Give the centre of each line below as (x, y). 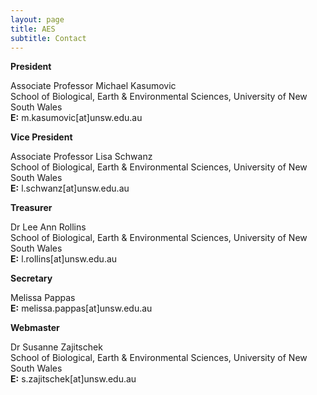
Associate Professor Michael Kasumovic (93, 86)
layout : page (37, 19)
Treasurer (31, 208)
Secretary (31, 278)
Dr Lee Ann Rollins (48, 227)
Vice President (41, 137)
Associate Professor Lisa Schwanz (81, 157)
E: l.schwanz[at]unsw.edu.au (70, 188)
